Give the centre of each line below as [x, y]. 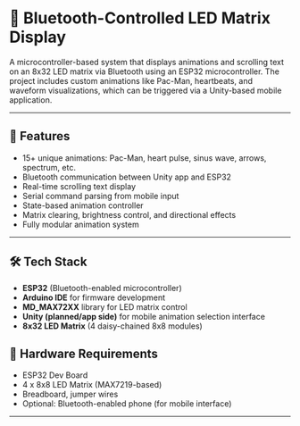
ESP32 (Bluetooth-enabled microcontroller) [102, 288]
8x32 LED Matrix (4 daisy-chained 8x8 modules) [112, 326]
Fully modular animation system [81, 224]
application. [31, 100]
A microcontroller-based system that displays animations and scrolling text [146, 62]
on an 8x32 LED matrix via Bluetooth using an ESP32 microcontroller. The [144, 71]
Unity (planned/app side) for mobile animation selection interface [144, 316]
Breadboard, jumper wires [70, 394]
